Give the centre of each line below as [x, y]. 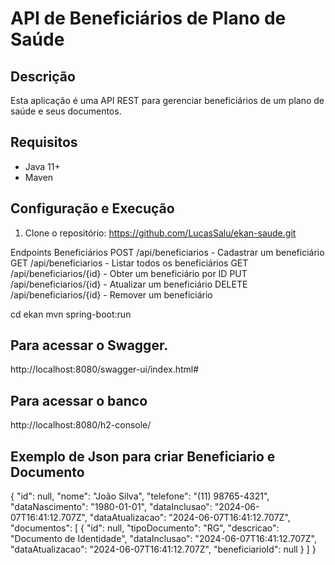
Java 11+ [42, 166]
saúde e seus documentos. [66, 111]
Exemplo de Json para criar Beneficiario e [143, 456]
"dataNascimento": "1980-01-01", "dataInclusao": [111, 507]
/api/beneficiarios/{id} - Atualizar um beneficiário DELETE [129, 284]
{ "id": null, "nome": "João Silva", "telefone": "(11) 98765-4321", [140, 496]
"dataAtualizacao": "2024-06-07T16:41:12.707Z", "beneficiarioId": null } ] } [163, 549]
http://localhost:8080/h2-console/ [81, 425]
